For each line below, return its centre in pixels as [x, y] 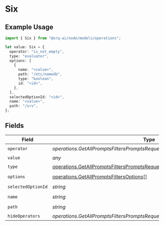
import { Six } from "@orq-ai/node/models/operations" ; [63, 38]
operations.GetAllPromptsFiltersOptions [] [100, 177]
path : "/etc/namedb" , [40, 74]
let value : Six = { [25, 47]
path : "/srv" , [24, 106]
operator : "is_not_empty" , [37, 51]
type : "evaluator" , [29, 56]
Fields [15, 126]
